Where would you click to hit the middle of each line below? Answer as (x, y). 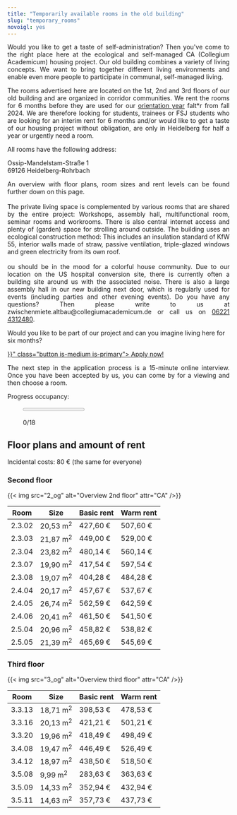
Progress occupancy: (38, 397)
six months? (25, 340)
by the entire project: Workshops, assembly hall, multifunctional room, (119, 214)
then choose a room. (37, 383)
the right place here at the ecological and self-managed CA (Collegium (119, 54)
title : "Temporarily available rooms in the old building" (96, 14)
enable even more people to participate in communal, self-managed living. (115, 77)
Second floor (30, 480)
